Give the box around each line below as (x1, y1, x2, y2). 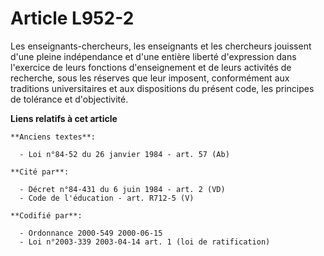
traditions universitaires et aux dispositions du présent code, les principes (10, 82, 315, 94)
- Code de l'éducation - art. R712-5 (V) (19, 193, 195, 203)
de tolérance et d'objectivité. (10, 93, 129, 105)
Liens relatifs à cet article (10, 112, 118, 124)
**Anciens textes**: (10, 132, 97, 142)
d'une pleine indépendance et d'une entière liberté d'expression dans (10, 50, 297, 62)
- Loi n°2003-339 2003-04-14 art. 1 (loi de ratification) (19, 237, 271, 247)
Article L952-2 (10, 7, 135, 30)
